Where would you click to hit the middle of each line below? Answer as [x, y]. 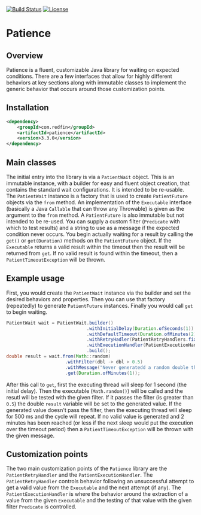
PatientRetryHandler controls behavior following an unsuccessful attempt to [100, 481]
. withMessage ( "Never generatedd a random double [127, 367]
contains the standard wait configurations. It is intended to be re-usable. [95, 190]
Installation [28, 108]
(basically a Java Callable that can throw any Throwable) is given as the [95, 209]
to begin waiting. [27, 312]
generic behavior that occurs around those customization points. [86, 89]
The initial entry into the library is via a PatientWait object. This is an [90, 177]
